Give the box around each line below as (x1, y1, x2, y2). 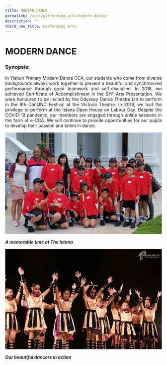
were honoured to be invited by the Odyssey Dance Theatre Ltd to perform (5, 96, 162, 102)
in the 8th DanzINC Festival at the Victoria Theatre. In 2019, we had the (5, 101, 162, 107)
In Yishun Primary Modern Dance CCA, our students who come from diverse (5, 75, 162, 81)
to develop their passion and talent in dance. (5, 122, 96, 128)
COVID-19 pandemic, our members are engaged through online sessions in (5, 112, 162, 118)
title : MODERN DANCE (5, 8, 48, 13)
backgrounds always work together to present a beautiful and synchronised (5, 80, 162, 86)
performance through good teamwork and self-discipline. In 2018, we (5, 85, 162, 92)
